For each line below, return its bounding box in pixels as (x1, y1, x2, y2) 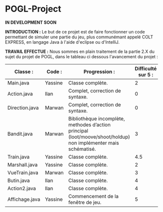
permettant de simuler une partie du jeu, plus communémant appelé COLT (5, 34, 153, 40)
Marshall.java (7, 161, 38, 168)
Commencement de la (68, 193, 119, 199)
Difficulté (135, 65, 157, 72)
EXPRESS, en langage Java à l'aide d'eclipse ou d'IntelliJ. (5, 39, 120, 45)
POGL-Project (5, 3, 62, 15)
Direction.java (7, 104, 39, 111)
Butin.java (7, 177, 30, 184)
